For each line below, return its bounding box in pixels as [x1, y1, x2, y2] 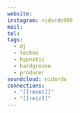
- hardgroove [13, 62, 51, 69]
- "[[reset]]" [13, 88, 54, 95]
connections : [7, 82, 45, 89]
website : [7, 10, 33, 18]
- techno [13, 50, 39, 57]
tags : [7, 36, 23, 44]
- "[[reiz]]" [13, 95, 51, 102]
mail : [7, 23, 23, 30]
